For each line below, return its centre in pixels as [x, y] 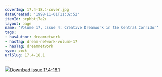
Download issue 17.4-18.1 [35, 70]
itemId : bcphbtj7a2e [26, 19]
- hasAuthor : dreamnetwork [33, 37]
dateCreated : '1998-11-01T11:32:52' [42, 14]
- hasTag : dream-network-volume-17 [41, 42]
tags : [11, 32]
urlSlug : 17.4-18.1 [25, 55]
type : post [16, 51]
